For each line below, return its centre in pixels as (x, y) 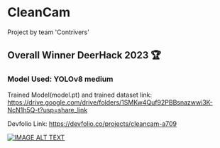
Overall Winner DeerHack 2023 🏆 (84, 55)
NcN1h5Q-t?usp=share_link (48, 110)
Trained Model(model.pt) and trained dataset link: (80, 95)
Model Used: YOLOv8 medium (60, 79)
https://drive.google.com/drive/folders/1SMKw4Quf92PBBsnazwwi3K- (110, 102)
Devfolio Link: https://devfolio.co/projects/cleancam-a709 (92, 123)
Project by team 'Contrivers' (49, 32)
